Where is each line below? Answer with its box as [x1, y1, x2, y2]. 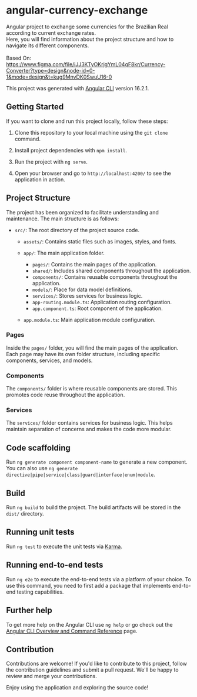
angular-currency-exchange [6, 4, 148, 17]
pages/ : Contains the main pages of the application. [32, 260, 157, 268]
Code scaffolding [6, 442, 71, 452]
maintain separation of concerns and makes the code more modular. [6, 426, 172, 433]
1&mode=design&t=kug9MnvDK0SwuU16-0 [6, 73, 112, 80]
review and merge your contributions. [6, 673, 97, 680]
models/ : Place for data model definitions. [32, 286, 132, 293]
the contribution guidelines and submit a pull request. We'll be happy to [6, 666, 179, 673]
